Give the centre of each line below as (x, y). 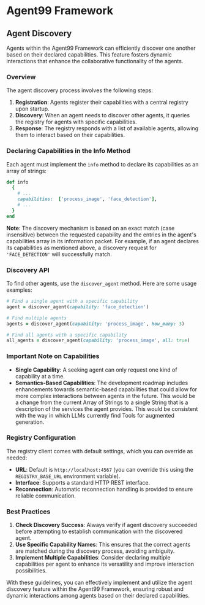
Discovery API (28, 270)
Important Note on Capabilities (53, 356)
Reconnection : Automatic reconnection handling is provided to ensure (104, 489)
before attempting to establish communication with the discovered (99, 531)
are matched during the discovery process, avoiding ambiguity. (95, 551)
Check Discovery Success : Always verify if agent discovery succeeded (106, 525)
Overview (21, 77)
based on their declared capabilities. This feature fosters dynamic (89, 55)
